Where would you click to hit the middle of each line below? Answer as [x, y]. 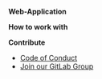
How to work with [38, 27]
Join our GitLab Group [57, 66]
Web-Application [37, 12]
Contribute [27, 42]
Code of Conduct [49, 58]
